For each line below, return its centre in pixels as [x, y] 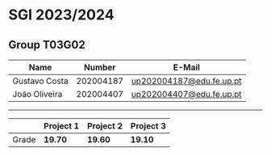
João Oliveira [38, 94]
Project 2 [105, 126]
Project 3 [148, 126]
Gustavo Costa [40, 81]
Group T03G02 [47, 45]
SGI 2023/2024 [61, 15]
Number [100, 67]
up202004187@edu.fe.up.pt [186, 81]
